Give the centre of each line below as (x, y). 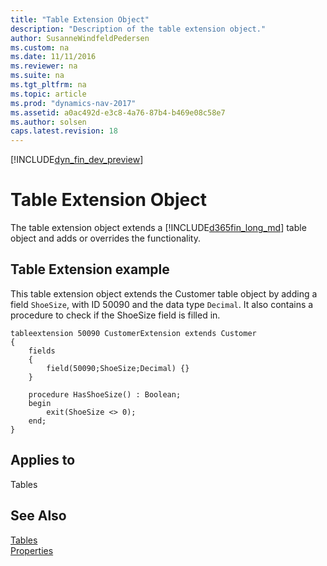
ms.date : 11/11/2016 (53, 57)
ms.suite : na (37, 76)
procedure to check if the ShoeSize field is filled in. (115, 315)
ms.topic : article (48, 94)
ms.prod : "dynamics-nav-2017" (73, 103)
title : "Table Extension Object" (80, 19)
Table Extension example (90, 269)
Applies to (43, 460)
